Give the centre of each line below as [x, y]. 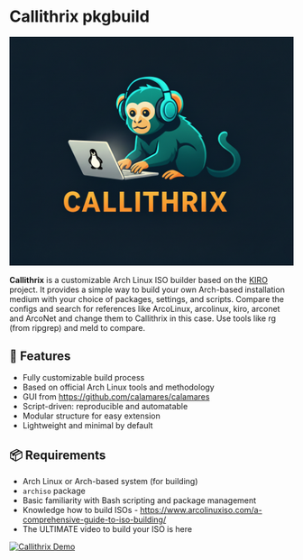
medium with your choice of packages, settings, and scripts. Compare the [147, 298]
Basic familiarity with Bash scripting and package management [139, 500]
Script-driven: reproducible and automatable [105, 407]
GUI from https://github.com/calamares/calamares [116, 397]
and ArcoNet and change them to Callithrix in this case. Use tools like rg [143, 318]
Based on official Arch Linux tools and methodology [118, 387]
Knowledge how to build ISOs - [80, 510]
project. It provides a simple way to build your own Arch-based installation [147, 289]
